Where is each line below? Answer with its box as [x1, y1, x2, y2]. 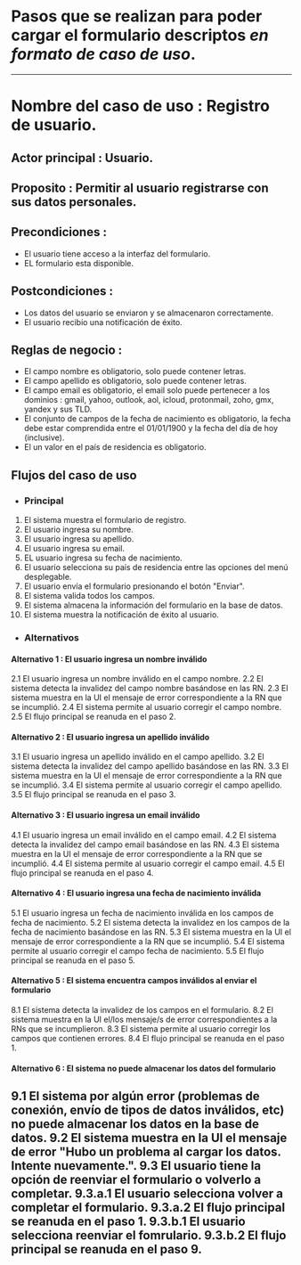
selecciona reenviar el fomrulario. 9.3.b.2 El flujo [11, 1228, 287, 1243]
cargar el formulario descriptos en [11, 25, 269, 45]
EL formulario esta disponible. [23, 257, 134, 268]
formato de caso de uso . [11, 45, 196, 64]
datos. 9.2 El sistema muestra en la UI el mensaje [11, 1130, 288, 1146]
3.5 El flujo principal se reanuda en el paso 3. [11, 789, 176, 800]
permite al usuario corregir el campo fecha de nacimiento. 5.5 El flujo [11, 945, 264, 956]
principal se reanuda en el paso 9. [11, 1241, 202, 1257]
